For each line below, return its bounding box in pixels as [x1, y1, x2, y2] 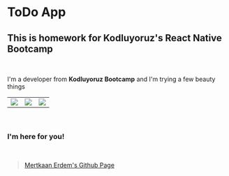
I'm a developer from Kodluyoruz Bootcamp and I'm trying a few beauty [7, 75, 216, 83]
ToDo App [7, 4, 66, 20]
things [7, 82, 26, 91]
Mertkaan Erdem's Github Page [24, 161, 115, 170]
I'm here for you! [7, 131, 65, 141]
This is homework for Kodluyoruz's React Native [7, 32, 222, 44]
